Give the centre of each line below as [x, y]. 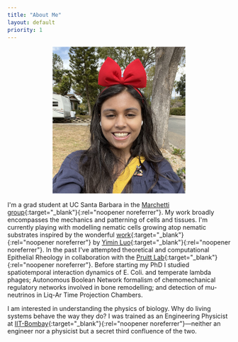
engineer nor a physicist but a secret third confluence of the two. [102, 331]
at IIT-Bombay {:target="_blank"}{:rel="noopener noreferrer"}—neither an [114, 324]
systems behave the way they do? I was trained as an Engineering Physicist [118, 316]
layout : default [31, 22]
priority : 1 [25, 30]
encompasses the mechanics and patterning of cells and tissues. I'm [107, 220]
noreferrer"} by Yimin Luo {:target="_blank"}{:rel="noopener [143, 242]
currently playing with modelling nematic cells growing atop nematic [107, 228]
